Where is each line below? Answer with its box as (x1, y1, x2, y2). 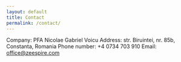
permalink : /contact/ (6, 20, 61, 26)
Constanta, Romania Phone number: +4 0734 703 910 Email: (6, 43, 157, 50)
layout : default (6, 8, 47, 15)
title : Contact (6, 14, 45, 20)
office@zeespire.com (6, 49, 60, 57)
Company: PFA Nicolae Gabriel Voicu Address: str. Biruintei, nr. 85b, (6, 37, 176, 44)
